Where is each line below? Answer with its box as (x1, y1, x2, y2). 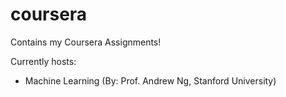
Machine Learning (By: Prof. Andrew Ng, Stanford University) (24, 74, 277, 87)
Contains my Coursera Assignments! (10, 36, 162, 48)
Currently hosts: (10, 55, 77, 67)
